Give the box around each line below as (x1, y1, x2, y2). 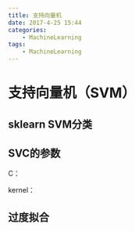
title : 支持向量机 (8, 11, 62, 20)
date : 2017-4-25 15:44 (8, 19, 82, 27)
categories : (8, 26, 47, 34)
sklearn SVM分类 (8, 117, 93, 131)
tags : (8, 41, 26, 49)
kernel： (8, 186, 35, 195)
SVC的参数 (8, 146, 61, 160)
